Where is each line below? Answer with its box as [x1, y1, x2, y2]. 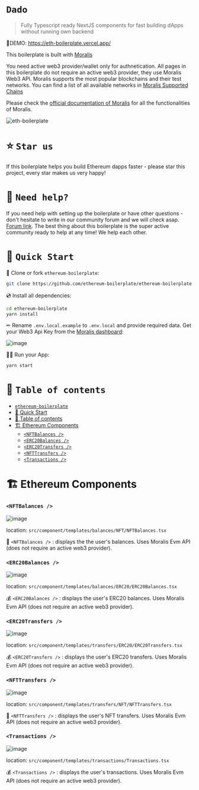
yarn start [6, 363, 33, 369]
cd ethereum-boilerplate [6, 305, 68, 312]
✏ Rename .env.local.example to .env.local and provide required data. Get [6, 322, 191, 329]
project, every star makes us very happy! [6, 169, 106, 176]
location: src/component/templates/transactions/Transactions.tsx [6, 757, 169, 764]
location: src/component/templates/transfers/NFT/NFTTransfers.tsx [6, 700, 172, 707]
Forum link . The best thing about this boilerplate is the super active [6, 222, 169, 230]
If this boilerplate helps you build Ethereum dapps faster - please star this [6, 162, 185, 170]
